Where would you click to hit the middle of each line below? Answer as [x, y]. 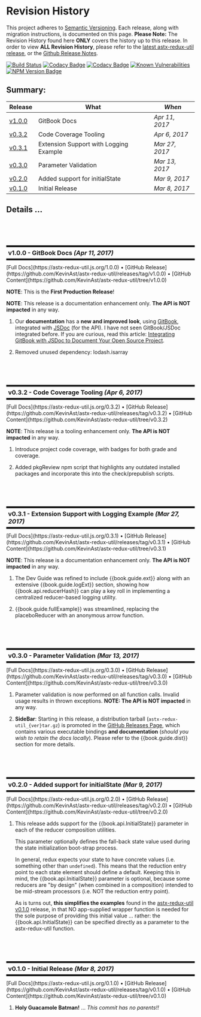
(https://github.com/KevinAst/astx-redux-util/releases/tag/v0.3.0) [87, 676]
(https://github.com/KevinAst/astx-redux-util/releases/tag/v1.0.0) [86, 274]
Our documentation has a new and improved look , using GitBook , [97, 321]
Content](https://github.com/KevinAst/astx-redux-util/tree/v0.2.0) [87, 812]
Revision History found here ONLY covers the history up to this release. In [97, 40]
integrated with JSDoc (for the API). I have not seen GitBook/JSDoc [98, 328]
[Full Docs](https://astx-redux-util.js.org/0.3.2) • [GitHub [76, 407]
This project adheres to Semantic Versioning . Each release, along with [92, 28]
